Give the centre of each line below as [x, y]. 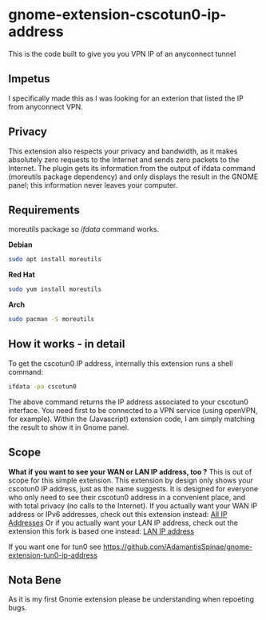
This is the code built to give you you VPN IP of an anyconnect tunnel [122, 54]
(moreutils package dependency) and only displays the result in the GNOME [133, 177]
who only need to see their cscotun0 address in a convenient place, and [127, 497]
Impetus [29, 79]
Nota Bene [35, 580]
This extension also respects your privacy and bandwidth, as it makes [123, 151]
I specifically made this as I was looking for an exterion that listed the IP [126, 98]
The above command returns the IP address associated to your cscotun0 [129, 402]
